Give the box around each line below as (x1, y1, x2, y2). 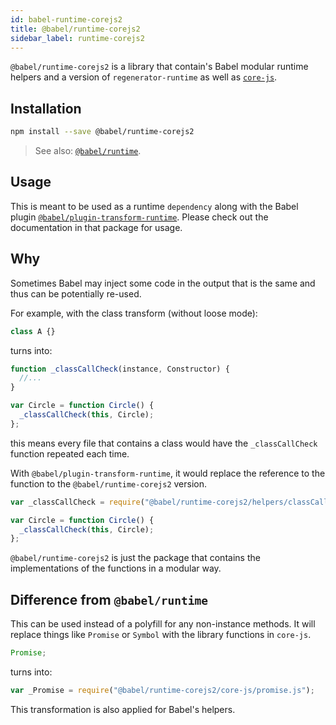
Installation (10, 100, 82, 117)
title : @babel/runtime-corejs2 (10, 24, 141, 34)
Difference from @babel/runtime (10, 591, 209, 608)
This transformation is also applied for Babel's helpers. (10, 703, 236, 715)
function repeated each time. (10, 447, 130, 460)
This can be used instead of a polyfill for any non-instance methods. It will (10, 618, 316, 630)
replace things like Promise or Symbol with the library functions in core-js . (10, 629, 312, 641)
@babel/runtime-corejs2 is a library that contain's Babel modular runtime (10, 61, 309, 73)
